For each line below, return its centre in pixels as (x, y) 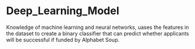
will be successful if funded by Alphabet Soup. (63, 40)
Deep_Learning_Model (63, 11)
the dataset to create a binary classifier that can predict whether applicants (97, 33)
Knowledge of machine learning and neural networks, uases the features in (97, 27)
